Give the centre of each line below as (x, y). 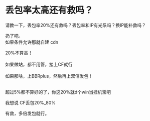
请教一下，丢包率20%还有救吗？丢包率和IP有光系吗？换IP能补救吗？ (76, 25)
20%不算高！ (19, 53)
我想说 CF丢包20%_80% (31, 102)
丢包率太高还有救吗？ (49, 10)
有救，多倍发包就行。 (27, 113)
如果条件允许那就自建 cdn (32, 42)
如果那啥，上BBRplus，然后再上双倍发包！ (49, 76)
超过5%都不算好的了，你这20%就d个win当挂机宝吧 (58, 92)
